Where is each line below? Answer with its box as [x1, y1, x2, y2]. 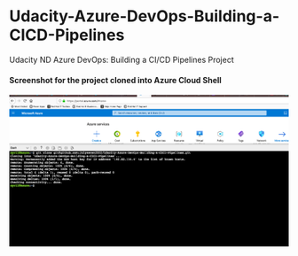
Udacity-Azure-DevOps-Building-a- [9, 6, 280, 27]
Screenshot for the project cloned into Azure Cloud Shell [9, 74, 222, 85]
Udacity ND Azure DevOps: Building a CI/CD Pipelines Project [9, 54, 234, 65]
